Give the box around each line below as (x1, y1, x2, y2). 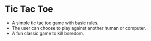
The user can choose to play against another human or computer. (11, 25, 146, 31)
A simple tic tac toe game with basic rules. (11, 20, 99, 26)
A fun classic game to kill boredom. (11, 30, 84, 36)
